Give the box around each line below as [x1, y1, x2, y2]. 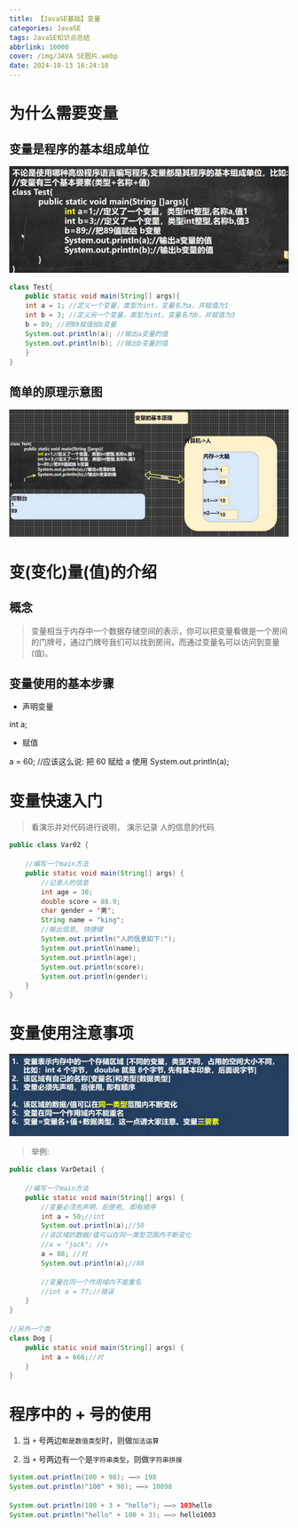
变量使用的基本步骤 [9, 676, 114, 691]
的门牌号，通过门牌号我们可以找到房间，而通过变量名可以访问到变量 [30, 636, 280, 647]
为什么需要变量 [9, 103, 119, 124]
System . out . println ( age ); [41, 953, 137, 962]
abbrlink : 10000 [9, 43, 69, 52]
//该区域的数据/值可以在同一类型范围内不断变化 [41, 1231, 192, 1240]
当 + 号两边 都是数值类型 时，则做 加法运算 [21, 1436, 160, 1446]
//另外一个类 [9, 1324, 51, 1333]
